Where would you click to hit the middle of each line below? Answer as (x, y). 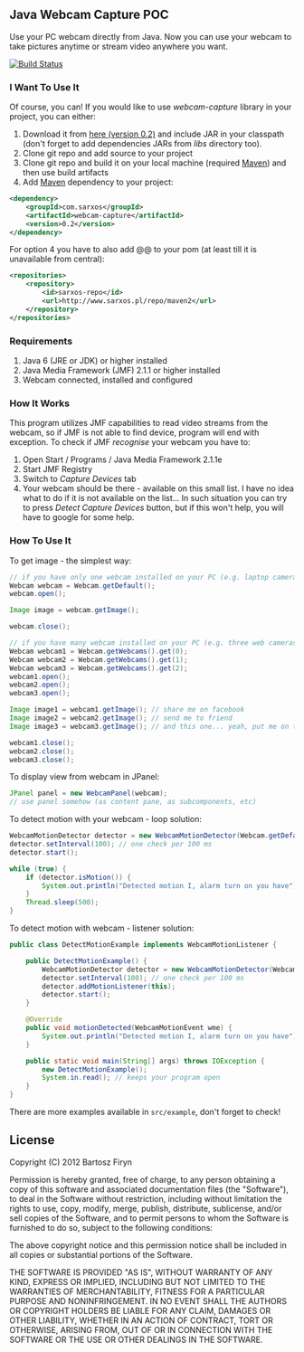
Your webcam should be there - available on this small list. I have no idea (158, 488)
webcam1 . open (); (40, 676)
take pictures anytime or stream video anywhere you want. (119, 46)
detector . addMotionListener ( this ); (109, 986)
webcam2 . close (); (42, 751)
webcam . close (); (40, 627)
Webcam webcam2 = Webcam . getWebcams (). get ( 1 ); (99, 659)
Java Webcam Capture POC (89, 15)
